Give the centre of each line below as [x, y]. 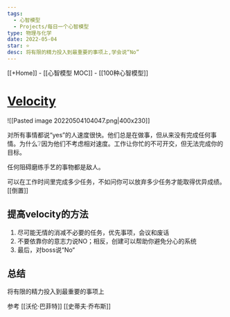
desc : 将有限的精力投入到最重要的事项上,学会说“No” [73, 53]
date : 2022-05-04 [32, 40]
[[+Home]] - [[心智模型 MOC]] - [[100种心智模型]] [78, 73]
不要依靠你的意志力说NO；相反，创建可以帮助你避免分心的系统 [107, 241]
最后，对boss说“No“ [46, 250]
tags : [15, 14]
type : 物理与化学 [29, 33]
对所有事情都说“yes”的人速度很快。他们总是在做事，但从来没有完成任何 [109, 135]
